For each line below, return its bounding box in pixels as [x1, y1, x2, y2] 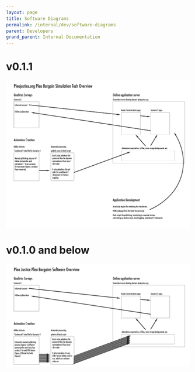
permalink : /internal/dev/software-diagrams [6, 22, 116, 28]
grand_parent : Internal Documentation [6, 34, 100, 40]
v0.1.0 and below [6, 244, 90, 257]
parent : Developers [6, 28, 54, 34]
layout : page [6, 9, 38, 15]
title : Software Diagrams [6, 15, 69, 22]
